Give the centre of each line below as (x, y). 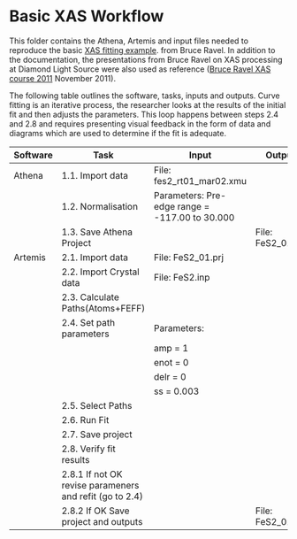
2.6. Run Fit (85, 420)
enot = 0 (171, 362)
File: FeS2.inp (182, 277)
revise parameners (100, 485)
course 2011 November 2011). (63, 78)
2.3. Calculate (90, 296)
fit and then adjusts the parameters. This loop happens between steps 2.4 (144, 114)
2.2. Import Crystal (100, 272)
